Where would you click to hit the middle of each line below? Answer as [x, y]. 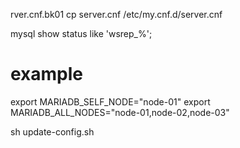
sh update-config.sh [52, 131]
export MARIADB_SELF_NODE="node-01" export [110, 101]
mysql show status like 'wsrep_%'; [81, 33]
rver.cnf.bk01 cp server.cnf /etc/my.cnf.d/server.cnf [116, 14]
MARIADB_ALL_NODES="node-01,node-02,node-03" [120, 112]
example [47, 74]
